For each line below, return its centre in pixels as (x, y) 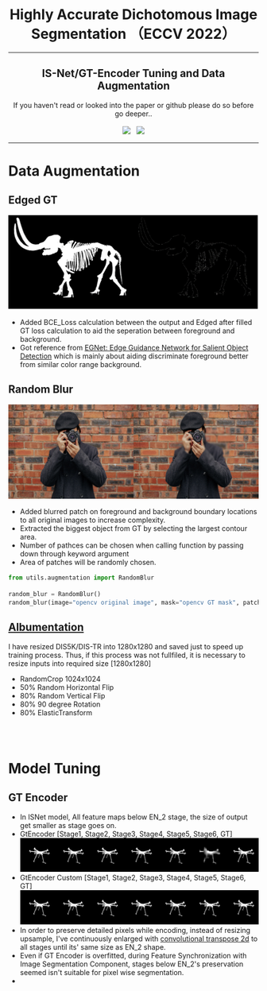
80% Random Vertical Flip (62, 695)
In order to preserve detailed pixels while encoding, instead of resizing (135, 930)
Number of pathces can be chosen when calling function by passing (132, 545)
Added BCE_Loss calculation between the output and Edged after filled (136, 322)
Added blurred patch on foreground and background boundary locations (138, 511)
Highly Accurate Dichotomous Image (133, 15)
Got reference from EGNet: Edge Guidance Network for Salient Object (134, 347)
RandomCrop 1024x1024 (60, 679)
